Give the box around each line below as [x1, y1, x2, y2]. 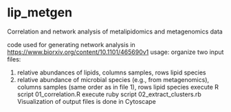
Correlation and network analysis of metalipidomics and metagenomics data [7, 27, 223, 36]
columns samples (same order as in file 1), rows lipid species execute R [16, 83, 219, 91]
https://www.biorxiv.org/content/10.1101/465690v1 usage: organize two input [7, 48, 224, 56]
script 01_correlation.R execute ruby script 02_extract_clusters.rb [16, 90, 201, 98]
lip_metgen [7, 5, 73, 20]
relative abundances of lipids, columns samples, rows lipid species [16, 68, 206, 76]
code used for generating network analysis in [7, 40, 135, 48]
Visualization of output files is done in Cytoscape [16, 97, 156, 105]
